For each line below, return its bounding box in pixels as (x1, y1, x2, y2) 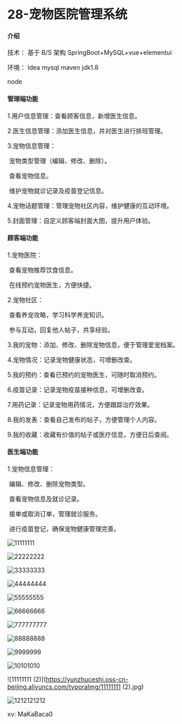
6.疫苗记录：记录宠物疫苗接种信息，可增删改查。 (7, 385, 149, 394)
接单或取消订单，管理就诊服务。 (8, 510, 102, 518)
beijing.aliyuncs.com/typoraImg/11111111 (7, 682, 122, 691)
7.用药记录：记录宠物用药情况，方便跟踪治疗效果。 (7, 400, 154, 408)
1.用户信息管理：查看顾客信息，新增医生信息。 (7, 111, 141, 120)
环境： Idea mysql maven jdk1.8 (7, 63, 99, 72)
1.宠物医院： (7, 251, 43, 259)
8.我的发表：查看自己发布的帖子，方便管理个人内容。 (7, 415, 161, 423)
